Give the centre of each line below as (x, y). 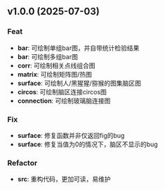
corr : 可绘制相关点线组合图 (57, 65)
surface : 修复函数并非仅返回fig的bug (71, 135)
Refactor (22, 163)
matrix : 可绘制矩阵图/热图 (55, 74)
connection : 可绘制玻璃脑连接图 (64, 101)
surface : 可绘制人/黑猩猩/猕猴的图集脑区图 (79, 83)
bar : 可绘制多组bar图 (48, 56)
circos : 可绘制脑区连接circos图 (62, 91)
